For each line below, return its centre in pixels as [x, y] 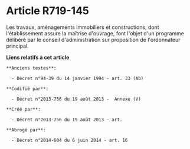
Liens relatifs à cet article [38, 57]
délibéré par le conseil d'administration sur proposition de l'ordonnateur [94, 39]
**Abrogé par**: [26, 130]
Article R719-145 [48, 11]
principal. [18, 46]
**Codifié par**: [27, 89]
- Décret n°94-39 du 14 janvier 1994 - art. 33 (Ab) [78, 78]
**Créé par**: [24, 109]
